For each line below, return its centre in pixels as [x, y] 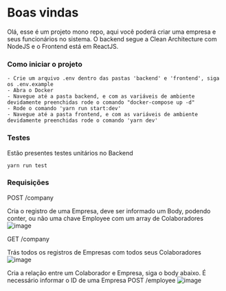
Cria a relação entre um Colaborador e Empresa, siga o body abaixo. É [106, 272]
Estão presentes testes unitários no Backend [70, 153]
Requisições [28, 182]
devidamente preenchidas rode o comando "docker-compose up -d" [101, 103]
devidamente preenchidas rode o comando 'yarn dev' [82, 121]
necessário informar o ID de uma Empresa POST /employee [91, 280]
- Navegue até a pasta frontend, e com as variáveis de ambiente [102, 115]
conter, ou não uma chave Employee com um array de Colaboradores [105, 218]
